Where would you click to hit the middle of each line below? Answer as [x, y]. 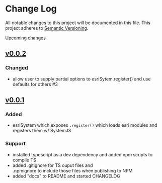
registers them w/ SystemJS [42, 131]
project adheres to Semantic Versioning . [47, 28]
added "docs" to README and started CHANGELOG [66, 176]
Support [16, 144]
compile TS [24, 160]
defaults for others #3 [35, 84]
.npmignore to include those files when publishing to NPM [72, 170]
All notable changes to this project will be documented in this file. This [78, 23]
